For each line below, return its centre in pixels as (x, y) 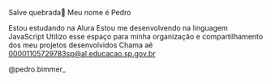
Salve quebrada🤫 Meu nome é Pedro (70, 12)
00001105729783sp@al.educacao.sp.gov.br (82, 53)
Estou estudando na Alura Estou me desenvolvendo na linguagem (118, 28)
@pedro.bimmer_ (37, 69)
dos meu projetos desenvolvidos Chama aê (81, 45)
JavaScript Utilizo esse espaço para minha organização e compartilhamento (136, 37)
